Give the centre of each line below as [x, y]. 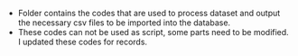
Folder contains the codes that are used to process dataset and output [149, 13]
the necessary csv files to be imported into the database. [124, 23]
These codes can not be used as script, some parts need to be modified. [153, 32]
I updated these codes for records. [82, 42]
